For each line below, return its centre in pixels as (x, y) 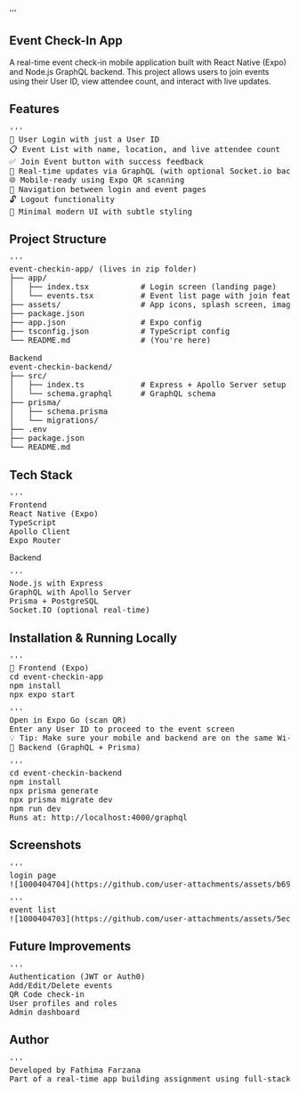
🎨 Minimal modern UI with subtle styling (101, 211)
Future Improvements (70, 947)
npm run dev (35, 809)
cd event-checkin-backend (66, 773)
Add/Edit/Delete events (61, 985)
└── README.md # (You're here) (110, 340)
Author (29, 1040)
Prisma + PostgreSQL (54, 601)
